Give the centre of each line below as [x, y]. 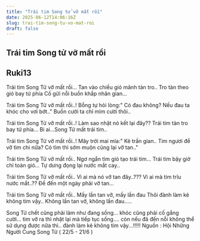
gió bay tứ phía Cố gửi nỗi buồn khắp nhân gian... [67, 94]
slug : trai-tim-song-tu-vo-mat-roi [50, 23]
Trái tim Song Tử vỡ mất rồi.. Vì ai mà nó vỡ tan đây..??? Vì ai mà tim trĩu [94, 177]
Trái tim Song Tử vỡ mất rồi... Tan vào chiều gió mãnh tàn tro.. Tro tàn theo [98, 87]
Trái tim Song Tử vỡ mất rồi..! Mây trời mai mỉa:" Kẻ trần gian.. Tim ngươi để [99, 141]
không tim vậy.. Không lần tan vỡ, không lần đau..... [69, 202]
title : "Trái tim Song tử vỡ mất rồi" [54, 12]
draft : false [22, 28]
